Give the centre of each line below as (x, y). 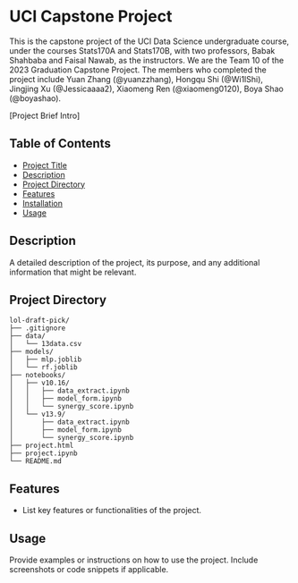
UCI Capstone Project (91, 17)
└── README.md (36, 461)
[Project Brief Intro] (45, 115)
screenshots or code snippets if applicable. (89, 569)
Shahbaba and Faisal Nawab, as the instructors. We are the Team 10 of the (147, 60)
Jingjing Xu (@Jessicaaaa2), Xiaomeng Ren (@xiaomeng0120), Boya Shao (146, 89)
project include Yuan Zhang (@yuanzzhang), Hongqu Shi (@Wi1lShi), (136, 79)
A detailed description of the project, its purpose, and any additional (135, 262)
